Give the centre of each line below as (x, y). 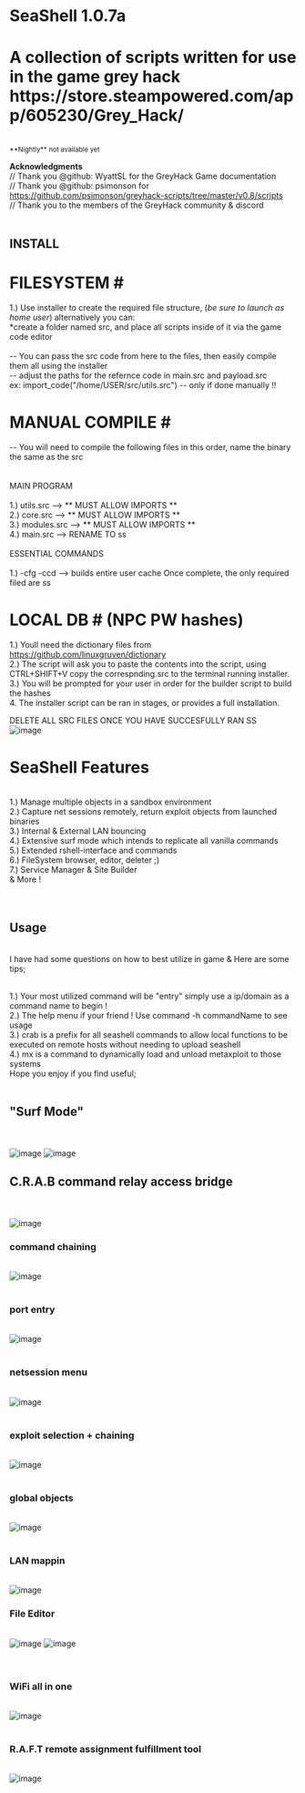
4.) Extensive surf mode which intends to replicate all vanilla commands (144, 841)
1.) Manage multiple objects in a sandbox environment (111, 802)
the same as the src (46, 457)
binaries (25, 822)
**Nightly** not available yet (55, 150)
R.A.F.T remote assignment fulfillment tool (106, 1749)
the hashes (30, 693)
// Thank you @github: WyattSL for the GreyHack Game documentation (143, 176)
